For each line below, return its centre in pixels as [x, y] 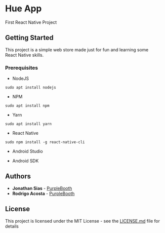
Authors [18, 176]
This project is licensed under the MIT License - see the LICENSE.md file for [82, 221]
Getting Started [29, 38]
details [12, 226]
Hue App [23, 9]
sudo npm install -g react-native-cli [45, 142]
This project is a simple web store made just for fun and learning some [77, 49]
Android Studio [27, 152]
